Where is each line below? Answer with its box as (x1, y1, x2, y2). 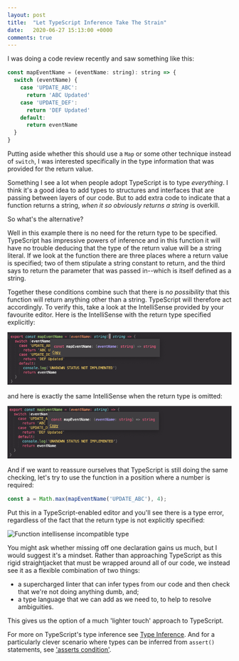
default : (20, 114, 46, 121)
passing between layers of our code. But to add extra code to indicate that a (7, 194, 230, 202)
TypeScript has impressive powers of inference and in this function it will (7, 236, 221, 245)
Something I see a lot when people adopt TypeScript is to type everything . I (7, 179, 228, 186)
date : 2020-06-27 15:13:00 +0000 (7, 26, 113, 33)
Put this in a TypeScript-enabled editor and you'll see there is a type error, (7, 509, 224, 517)
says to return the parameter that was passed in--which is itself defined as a (7, 267, 232, 275)
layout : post (7, 11, 46, 18)
